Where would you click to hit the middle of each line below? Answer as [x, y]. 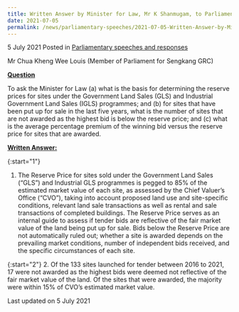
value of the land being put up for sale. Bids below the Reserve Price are [123, 228]
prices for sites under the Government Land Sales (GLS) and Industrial [110, 96]
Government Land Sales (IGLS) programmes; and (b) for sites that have [112, 104]
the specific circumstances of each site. [76, 251]
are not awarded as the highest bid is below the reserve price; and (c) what [117, 119]
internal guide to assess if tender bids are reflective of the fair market [119, 220]
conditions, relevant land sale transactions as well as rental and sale [117, 205]
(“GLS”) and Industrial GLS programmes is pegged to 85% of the [112, 183]
